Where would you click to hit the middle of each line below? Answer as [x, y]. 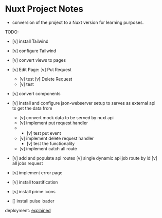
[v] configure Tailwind [34, 51]
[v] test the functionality [51, 143]
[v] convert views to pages [39, 60]
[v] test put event [44, 133]
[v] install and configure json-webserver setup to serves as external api [84, 103]
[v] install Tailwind [30, 41]
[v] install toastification [35, 182]
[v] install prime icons [34, 191]
